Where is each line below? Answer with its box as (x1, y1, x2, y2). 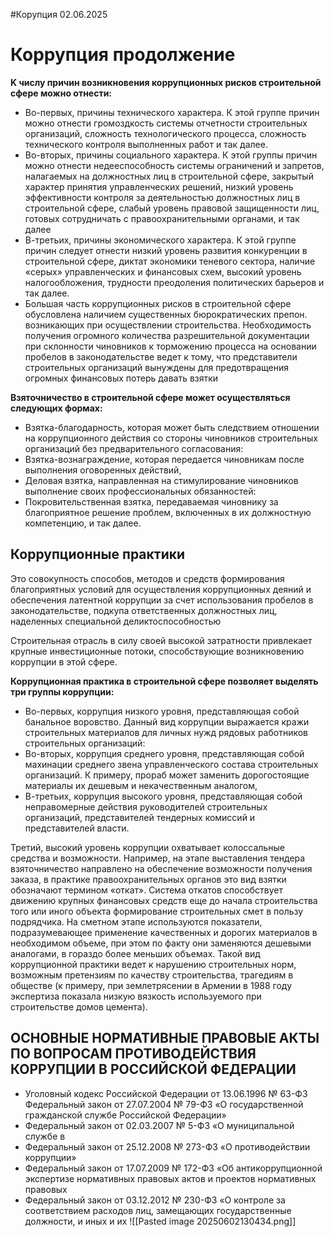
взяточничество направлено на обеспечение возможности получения (10, 862, 313, 874)
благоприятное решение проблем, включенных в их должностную (24, 506, 312, 518)
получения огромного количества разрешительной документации (24, 329, 310, 341)
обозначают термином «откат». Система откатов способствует (10, 884, 284, 896)
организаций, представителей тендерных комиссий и (24, 811, 256, 823)
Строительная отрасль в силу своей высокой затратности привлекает (10, 634, 313, 646)
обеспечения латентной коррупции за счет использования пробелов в (10, 594, 314, 606)
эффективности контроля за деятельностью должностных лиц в (24, 191, 301, 203)
